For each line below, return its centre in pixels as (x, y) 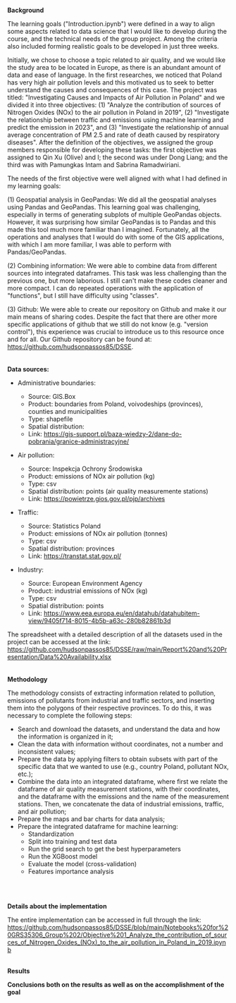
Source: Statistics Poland (64, 526)
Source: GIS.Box (52, 396)
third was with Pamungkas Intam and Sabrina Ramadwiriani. (94, 165)
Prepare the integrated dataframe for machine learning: (98, 826)
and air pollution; (42, 811)
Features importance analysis (71, 871)
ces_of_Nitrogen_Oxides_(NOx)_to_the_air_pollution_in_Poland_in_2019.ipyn (117, 942)
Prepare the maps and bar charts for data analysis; (91, 819)
